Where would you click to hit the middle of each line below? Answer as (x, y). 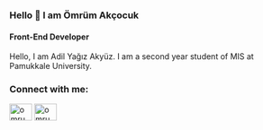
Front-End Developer (50, 37)
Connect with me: (49, 90)
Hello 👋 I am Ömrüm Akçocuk (74, 15)
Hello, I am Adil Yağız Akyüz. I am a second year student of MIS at (131, 56)
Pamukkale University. (51, 66)
